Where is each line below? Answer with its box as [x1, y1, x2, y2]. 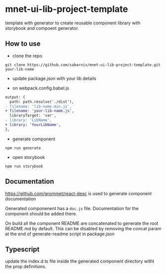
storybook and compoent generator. [5, 25, 79, 31]
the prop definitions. [5, 264, 47, 270]
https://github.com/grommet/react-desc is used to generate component [5, 190, 152, 197]
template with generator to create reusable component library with [5, 20, 141, 26]
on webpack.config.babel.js [12, 85, 69, 91]
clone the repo [12, 53, 43, 59]
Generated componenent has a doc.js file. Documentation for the [5, 205, 139, 211]
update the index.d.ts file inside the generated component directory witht [5, 258, 155, 264]
